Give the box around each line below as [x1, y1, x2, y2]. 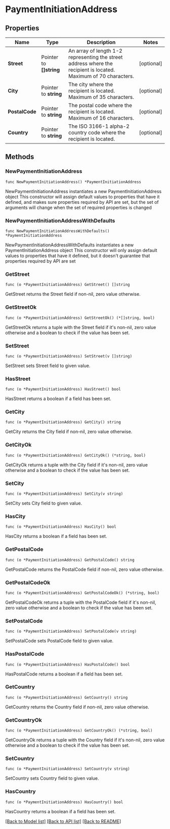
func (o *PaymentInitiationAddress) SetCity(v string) [5, 491, 123, 496]
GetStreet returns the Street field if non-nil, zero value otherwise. [5, 291, 141, 297]
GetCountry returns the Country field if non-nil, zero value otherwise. [5, 704, 149, 710]
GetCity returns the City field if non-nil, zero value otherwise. [5, 428, 133, 435]
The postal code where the [68, 102, 133, 109]
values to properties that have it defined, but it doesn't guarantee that [5, 253, 150, 259]
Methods [5, 153, 34, 161]
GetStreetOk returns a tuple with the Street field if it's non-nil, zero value [5, 324, 156, 330]
